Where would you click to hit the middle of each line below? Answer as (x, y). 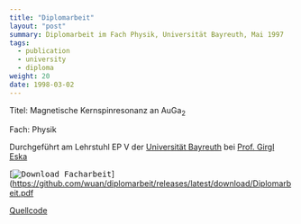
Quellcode (28, 211)
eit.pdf (22, 193)
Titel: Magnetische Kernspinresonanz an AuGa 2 (98, 111)
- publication (44, 51)
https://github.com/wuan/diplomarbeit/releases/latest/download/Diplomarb (152, 184)
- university (42, 59)
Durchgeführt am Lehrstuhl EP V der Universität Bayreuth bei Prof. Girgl (142, 147)
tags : (19, 43)
